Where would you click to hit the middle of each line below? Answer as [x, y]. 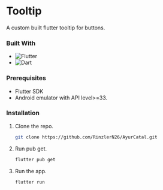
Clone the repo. [34, 126]
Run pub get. [31, 149]
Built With [21, 43]
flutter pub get [35, 159]
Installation [23, 113]
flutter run [30, 182]
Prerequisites [26, 78]
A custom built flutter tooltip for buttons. [56, 28]
